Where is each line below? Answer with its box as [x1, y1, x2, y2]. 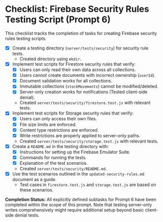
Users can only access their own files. [19, 116, 97, 122]
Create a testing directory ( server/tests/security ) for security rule [12, 45, 149, 51]
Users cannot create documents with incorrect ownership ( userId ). [19, 73, 156, 78]
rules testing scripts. [5, 36, 47, 41]
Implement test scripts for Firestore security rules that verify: [12, 61, 136, 67]
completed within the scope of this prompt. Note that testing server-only [5, 202, 152, 208]
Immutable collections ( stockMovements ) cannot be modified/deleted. [19, 83, 159, 89]
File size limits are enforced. [19, 121, 77, 127]
